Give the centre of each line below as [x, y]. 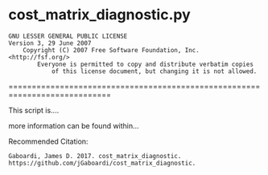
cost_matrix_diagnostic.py [99, 15]
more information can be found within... [74, 125]
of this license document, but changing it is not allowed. [154, 71]
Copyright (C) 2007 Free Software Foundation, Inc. [111, 50]
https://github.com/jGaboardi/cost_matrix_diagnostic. [102, 163]
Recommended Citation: [48, 141]
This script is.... [34, 110]
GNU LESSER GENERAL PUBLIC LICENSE [68, 36]
